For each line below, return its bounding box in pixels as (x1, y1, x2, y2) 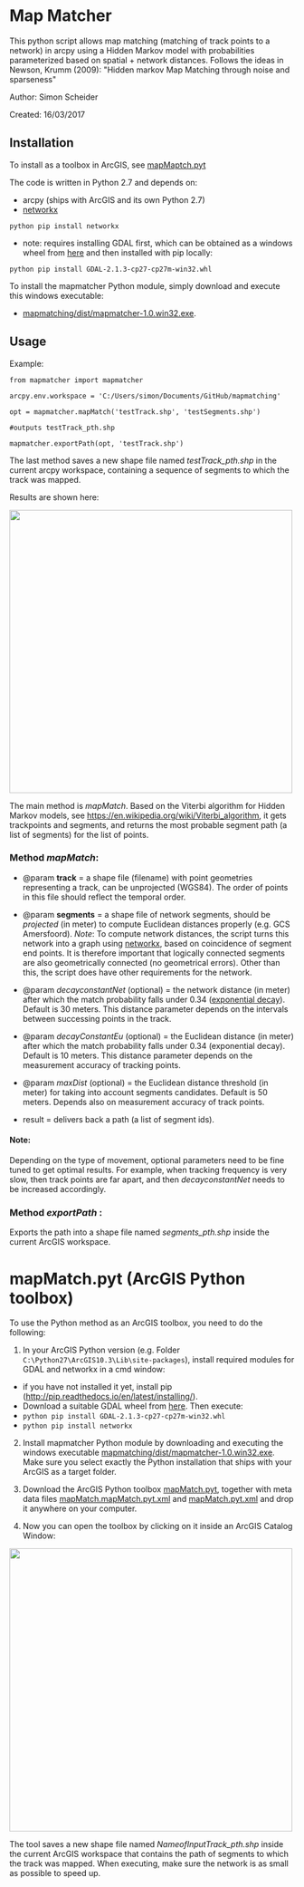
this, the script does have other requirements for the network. (22, 967, 252, 977)
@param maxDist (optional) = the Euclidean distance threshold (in (22, 1077, 269, 1088)
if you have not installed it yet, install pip (22, 1382, 173, 1392)
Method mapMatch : (9, 852, 100, 864)
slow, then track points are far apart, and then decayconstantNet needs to (9, 1174, 285, 1185)
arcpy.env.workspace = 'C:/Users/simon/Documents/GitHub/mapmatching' (9, 391, 281, 400)
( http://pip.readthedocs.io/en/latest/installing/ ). (22, 1391, 198, 1402)
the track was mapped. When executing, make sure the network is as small (9, 1858, 290, 1869)
